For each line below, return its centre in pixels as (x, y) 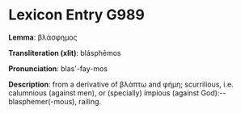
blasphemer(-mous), (42, 101)
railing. (90, 101)
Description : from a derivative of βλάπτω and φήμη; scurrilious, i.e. (121, 84)
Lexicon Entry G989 (77, 15)
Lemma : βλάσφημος (43, 37)
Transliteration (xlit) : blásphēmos (65, 53)
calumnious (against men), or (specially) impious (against (104, 93)
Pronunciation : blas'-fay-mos (58, 68)
